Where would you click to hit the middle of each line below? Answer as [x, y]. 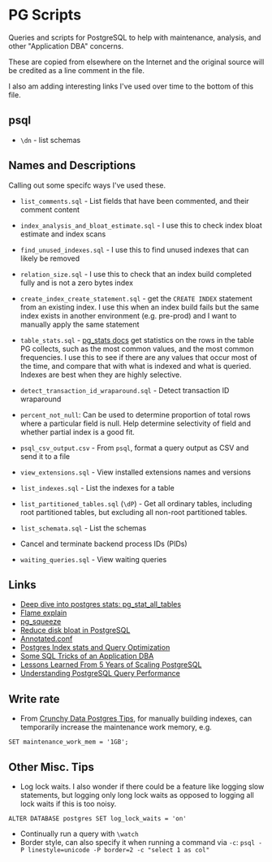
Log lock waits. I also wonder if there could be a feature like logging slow [142, 786]
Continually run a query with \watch [80, 834]
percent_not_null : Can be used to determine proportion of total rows [135, 414]
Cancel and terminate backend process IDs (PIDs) [104, 544]
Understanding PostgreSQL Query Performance [100, 674]
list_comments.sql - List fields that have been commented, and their [134, 201]
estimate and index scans [63, 234]
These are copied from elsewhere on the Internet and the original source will [136, 62]
